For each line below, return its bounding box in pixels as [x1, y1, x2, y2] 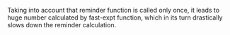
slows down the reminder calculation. [7, 21, 117, 29]
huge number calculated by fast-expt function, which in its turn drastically [7, 13, 223, 22]
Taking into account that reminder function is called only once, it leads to [7, 6, 220, 14]
